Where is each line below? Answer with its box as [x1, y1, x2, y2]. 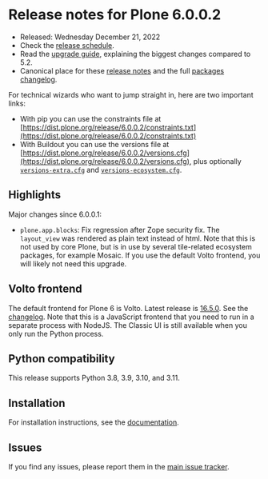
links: [8, 98, 26, 108]
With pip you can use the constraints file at [19, 114, 162, 123]
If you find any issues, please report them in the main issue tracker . [8, 462, 230, 471]
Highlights [8, 188, 62, 202]
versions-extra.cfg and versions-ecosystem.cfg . [19, 165, 182, 174]
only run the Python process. [8, 329, 104, 338]
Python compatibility [8, 352, 115, 365]
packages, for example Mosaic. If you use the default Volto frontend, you [19, 250, 261, 260]
